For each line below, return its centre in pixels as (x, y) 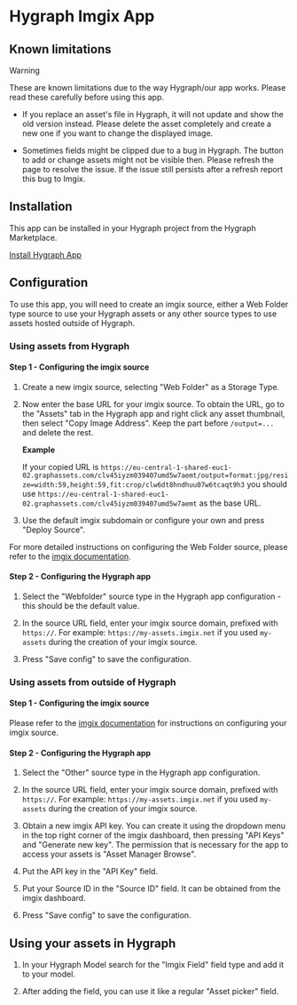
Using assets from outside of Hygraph (93, 682)
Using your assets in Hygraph (93, 943)
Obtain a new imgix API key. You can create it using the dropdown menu (154, 826)
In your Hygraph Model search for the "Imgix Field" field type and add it (152, 965)
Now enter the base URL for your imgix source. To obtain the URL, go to (153, 404)
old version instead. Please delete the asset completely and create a (147, 124)
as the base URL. (230, 503)
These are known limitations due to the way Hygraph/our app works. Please (148, 88)
